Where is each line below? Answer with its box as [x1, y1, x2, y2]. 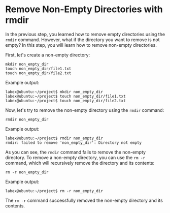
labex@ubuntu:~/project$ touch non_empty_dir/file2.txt [5, 98, 126, 103]
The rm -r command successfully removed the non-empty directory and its [5, 197, 163, 203]
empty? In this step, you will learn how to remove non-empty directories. [5, 42, 157, 48]
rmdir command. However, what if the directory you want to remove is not [5, 37, 160, 43]
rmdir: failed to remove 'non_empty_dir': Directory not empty [5, 140, 142, 145]
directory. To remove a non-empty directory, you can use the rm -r [5, 154, 146, 161]
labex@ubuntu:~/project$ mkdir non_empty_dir [5, 89, 103, 95]
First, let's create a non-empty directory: [5, 52, 90, 58]
